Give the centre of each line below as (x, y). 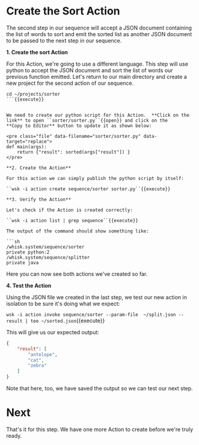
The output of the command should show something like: (78, 231)
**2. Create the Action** (38, 168)
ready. (14, 436)
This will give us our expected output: (53, 332)
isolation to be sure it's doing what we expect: (63, 303)
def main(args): (26, 147)
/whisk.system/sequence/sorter (45, 247)
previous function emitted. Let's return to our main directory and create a (97, 76)
